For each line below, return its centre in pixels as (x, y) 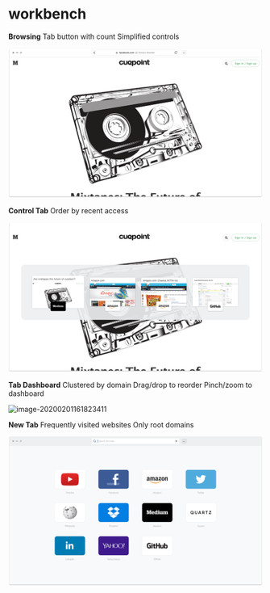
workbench (48, 14)
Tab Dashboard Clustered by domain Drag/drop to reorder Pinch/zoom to (130, 385)
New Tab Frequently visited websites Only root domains (101, 424)
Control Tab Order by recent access (69, 210)
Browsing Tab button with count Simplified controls (94, 36)
